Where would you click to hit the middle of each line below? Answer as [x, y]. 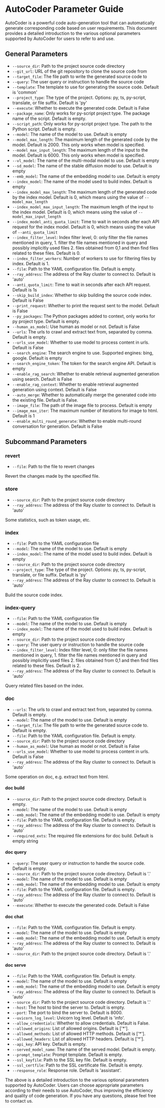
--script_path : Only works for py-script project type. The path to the [82, 123]
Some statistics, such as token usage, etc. [48, 520]
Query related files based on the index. [45, 686]
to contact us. [19, 1101]
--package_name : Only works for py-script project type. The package [81, 113]
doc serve [16, 965]
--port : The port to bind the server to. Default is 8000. [67, 1013]
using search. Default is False [42, 379]
